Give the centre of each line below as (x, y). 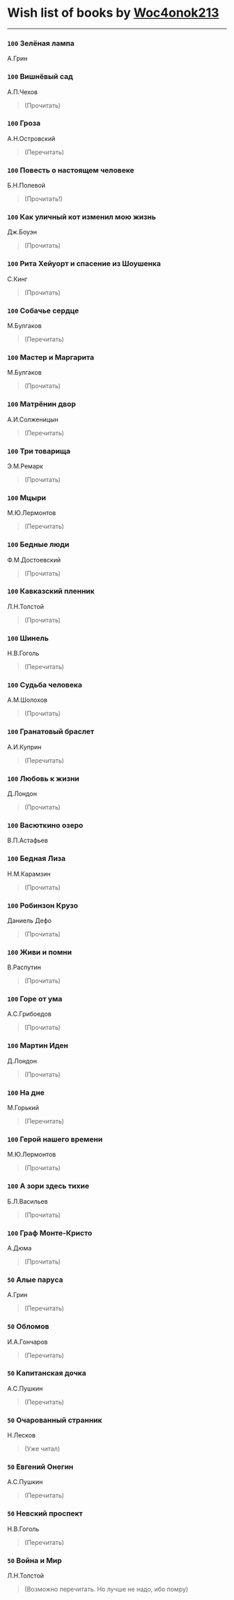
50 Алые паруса (35, 1280)
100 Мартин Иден (38, 1046)
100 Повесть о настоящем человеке (71, 170)
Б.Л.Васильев (28, 1201)
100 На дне (26, 1092)
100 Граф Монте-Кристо (50, 1233)
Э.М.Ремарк (25, 466)
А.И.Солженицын (33, 419)
